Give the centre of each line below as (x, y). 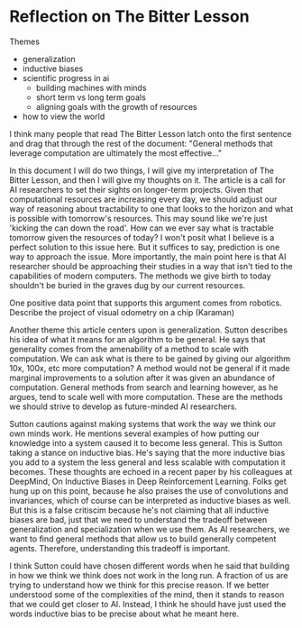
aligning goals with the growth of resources (116, 106)
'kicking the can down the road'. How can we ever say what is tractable (142, 228)
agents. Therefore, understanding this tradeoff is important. (120, 548)
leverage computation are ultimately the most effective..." (116, 153)
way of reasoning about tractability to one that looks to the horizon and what (151, 208)
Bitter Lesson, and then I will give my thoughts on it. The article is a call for (147, 180)
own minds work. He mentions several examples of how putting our (134, 433)
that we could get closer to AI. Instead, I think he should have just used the (148, 604)
